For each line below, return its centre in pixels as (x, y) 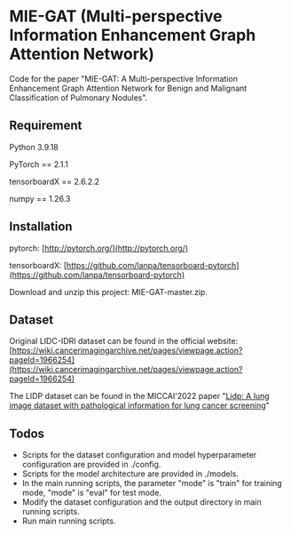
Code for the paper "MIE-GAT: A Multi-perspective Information (123, 78)
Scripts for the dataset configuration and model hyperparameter (139, 455)
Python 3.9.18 (34, 147)
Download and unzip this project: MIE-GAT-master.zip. (109, 291)
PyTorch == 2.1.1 (39, 164)
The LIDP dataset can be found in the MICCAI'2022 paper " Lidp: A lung (139, 396)
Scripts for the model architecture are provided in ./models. (130, 474)
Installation (41, 227)
